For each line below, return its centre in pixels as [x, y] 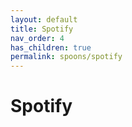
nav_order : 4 [37, 38]
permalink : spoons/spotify [66, 57]
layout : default [44, 19]
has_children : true [51, 47]
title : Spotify [42, 29]
